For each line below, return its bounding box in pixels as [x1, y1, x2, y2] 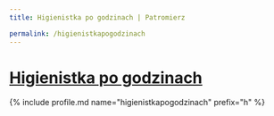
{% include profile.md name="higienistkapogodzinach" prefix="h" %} [9, 97, 266, 108]
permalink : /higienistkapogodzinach [9, 29, 145, 38]
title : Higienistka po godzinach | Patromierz [9, 12, 186, 22]
